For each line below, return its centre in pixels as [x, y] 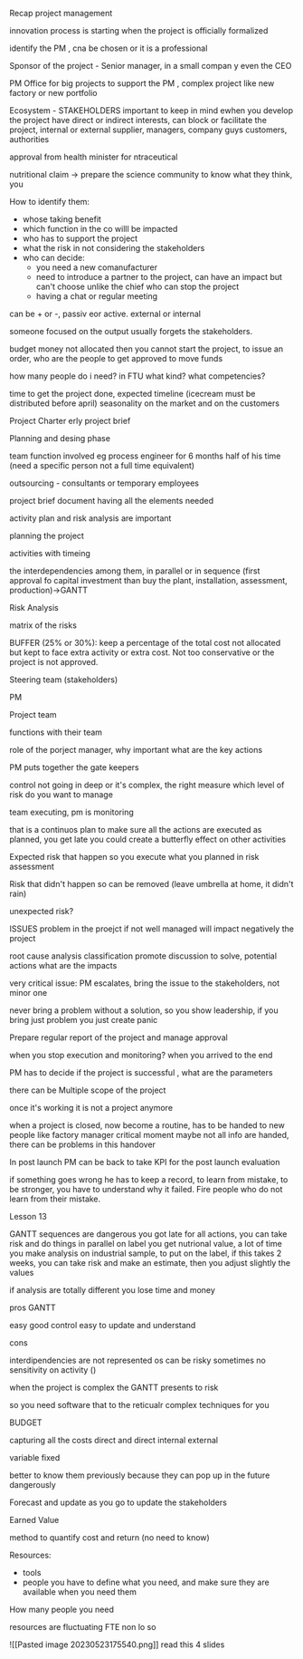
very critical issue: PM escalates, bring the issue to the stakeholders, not [145, 983]
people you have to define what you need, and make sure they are [146, 1582]
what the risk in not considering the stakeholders [114, 248]
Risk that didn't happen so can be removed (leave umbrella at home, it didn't [151, 884]
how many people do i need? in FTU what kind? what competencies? [137, 376]
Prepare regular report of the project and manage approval [118, 1037]
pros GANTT [33, 1307]
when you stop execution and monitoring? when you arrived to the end [141, 1055]
